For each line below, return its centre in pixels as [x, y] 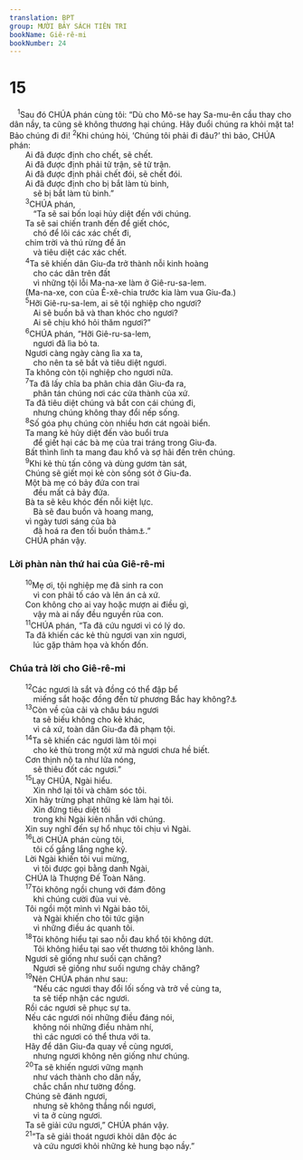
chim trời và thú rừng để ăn [76, 243]
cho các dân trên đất [72, 273]
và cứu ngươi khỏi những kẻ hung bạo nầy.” [114, 1145]
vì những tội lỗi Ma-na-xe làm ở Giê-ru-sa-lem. [120, 283]
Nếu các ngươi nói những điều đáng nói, [100, 1018]
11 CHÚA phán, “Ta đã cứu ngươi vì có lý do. [105, 624]
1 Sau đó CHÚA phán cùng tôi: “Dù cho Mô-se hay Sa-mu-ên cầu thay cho [155, 114]
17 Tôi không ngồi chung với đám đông [95, 889]
